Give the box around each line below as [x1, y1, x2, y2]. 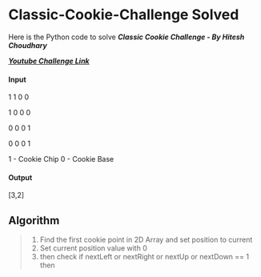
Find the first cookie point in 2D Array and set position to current [39, 235, 253, 245]
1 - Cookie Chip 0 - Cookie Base [8, 155, 114, 164]
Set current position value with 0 [39, 243, 148, 253]
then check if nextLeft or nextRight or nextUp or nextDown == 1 [39, 252, 250, 262]
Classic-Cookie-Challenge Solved [8, 6, 239, 24]
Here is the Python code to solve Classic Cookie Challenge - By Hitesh [8, 32, 245, 42]
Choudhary [8, 40, 48, 50]
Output [8, 172, 33, 182]
